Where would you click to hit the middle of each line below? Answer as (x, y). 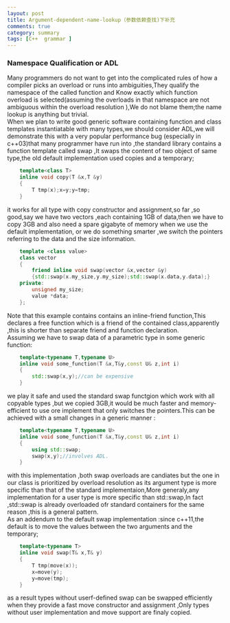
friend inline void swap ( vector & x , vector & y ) (100, 271)
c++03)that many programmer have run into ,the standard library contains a (114, 144)
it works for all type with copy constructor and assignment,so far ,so (104, 209)
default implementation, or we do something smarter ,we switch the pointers (115, 231)
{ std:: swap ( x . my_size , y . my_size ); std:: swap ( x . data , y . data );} (121, 277)
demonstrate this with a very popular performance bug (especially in (104, 136)
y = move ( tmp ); (50, 578)
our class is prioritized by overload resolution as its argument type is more (112, 483)
